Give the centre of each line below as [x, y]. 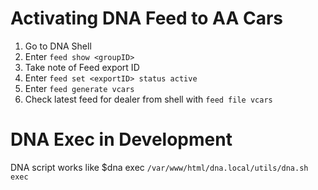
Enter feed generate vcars [79, 88]
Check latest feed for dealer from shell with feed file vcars [148, 99]
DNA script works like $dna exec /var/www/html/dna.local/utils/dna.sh [159, 167]
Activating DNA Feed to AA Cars [146, 18]
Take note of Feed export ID [82, 67]
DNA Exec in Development [121, 139]
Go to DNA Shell [58, 46]
